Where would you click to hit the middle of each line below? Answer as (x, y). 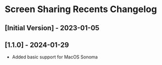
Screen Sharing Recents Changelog (81, 9)
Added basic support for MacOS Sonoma (55, 57)
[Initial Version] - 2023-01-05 (52, 28)
